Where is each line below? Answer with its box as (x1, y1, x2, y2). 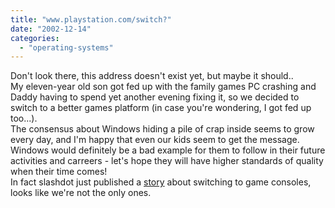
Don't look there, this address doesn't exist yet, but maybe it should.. (10, 70, 294, 82)
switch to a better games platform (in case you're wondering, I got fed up (10, 102, 312, 114)
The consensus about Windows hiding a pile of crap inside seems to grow (10, 123, 315, 135)
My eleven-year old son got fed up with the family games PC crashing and (10, 81, 317, 93)
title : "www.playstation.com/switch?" (10, 14, 172, 25)
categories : (10, 33, 60, 43)
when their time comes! (10, 166, 108, 178)
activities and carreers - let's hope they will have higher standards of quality (10, 155, 324, 167)
